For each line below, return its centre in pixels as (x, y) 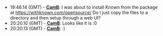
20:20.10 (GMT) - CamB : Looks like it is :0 (53, 23)
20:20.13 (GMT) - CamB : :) (38, 28)
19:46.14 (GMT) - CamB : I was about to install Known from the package (84, 7)
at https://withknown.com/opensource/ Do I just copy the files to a (79, 12)
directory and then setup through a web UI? (55, 18)
